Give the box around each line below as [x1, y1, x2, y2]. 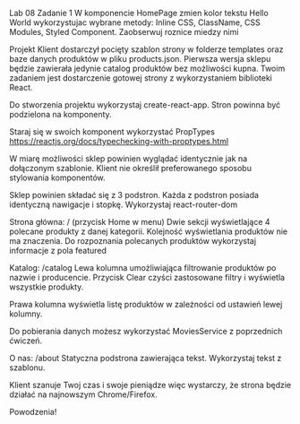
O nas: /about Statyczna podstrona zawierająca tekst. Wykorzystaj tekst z [9, 353, 282, 363]
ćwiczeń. [9, 335, 43, 346]
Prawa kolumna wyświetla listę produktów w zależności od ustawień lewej [9, 299, 283, 309]
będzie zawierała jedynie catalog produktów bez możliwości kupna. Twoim [9, 63, 286, 74]
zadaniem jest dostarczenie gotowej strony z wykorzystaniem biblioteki [9, 73, 273, 83]
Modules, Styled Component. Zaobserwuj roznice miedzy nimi [9, 27, 239, 37]
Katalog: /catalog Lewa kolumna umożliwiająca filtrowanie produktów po [9, 263, 277, 273]
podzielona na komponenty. [9, 109, 112, 119]
